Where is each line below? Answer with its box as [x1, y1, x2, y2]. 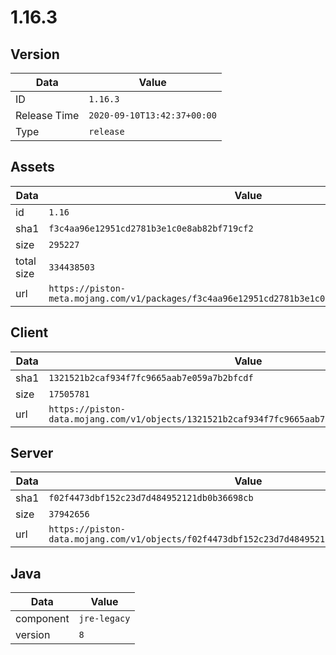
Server [10, 445, 54, 462]
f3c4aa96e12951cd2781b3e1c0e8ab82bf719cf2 [48, 222, 254, 234]
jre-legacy [78, 613, 131, 625]
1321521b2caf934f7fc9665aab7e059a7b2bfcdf [48, 372, 254, 383]
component [15, 612, 70, 626]
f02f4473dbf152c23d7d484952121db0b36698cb [48, 492, 254, 504]
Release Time [15, 109, 80, 122]
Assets [10, 159, 55, 176]
